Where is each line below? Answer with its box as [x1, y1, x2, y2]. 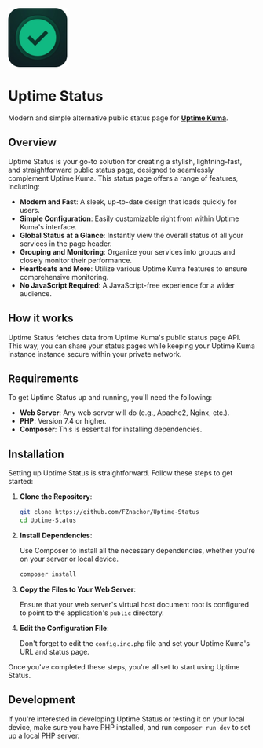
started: [8, 477, 34, 486]
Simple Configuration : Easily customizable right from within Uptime [19, 214, 239, 223]
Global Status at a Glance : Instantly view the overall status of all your [19, 230, 244, 240]
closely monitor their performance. [19, 255, 132, 265]
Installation [8, 447, 64, 460]
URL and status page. [19, 647, 90, 656]
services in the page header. [19, 239, 112, 248]
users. [19, 205, 41, 214]
